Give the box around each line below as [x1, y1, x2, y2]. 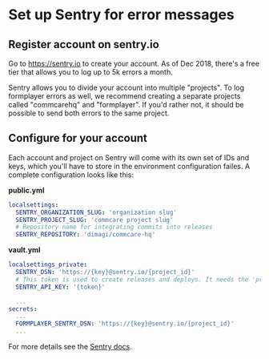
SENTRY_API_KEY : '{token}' [15, 283, 106, 291]
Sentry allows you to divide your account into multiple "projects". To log [8, 83, 245, 92]
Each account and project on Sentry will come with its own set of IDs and [8, 152, 250, 162]
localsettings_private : [8, 260, 88, 269]
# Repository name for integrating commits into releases [15, 223, 214, 232]
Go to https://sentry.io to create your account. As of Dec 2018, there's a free [8, 58, 260, 68]
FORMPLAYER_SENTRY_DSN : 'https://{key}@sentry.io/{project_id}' [15, 320, 235, 328]
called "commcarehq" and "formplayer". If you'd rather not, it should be [8, 100, 244, 109]
